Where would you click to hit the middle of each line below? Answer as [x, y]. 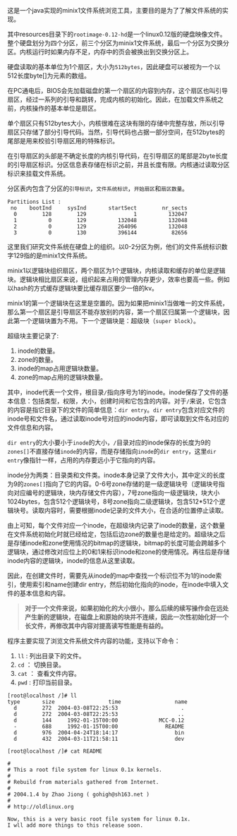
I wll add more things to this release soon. [75, 825]
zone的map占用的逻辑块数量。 [62, 377]
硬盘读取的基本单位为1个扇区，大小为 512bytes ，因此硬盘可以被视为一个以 [114, 67]
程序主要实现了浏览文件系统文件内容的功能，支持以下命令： [94, 641]
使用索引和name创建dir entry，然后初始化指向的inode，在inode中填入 [121, 584]
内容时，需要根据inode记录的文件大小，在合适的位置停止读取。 [136, 510]
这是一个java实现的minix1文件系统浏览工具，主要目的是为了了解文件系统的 [115, 10]
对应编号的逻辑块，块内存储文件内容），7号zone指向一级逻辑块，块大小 [116, 493]
